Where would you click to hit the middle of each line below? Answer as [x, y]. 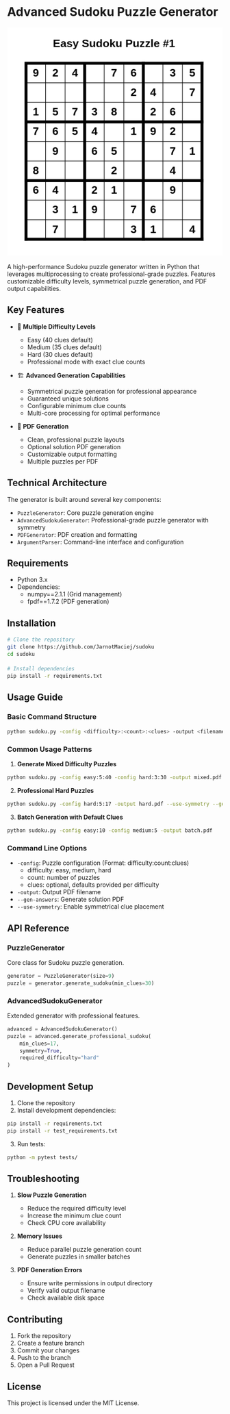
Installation [31, 623]
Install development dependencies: [66, 1110]
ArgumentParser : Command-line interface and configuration [100, 542]
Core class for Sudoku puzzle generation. [66, 962]
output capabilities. [34, 288]
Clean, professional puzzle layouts [76, 440]
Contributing [35, 1319]
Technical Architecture [57, 483]
